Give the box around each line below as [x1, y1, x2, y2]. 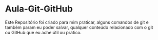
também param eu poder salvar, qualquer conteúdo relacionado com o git [5, 24, 154, 30]
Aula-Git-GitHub [5, 3, 73, 14]
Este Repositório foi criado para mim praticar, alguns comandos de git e [5, 19, 149, 25]
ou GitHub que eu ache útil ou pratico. [5, 29, 82, 35]
